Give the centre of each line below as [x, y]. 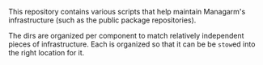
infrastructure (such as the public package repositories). [102, 20]
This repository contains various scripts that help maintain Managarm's [127, 12]
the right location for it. [47, 53]
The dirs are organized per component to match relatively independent [126, 36]
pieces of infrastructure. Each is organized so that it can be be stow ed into [132, 44]
